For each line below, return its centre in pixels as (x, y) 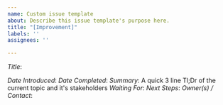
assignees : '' (28, 40)
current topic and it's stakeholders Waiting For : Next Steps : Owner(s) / (110, 88)
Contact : (20, 96)
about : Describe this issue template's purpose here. (89, 21)
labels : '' (23, 34)
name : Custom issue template (50, 14)
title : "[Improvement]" (43, 27)
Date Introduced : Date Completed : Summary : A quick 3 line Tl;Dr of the (112, 81)
